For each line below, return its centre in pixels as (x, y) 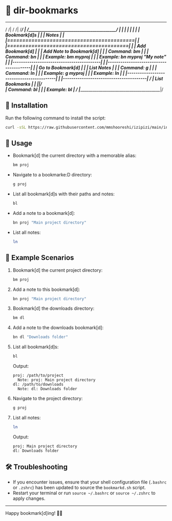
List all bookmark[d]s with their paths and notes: (64, 194)
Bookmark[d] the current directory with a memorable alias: (74, 155)
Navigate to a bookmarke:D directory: (52, 175)
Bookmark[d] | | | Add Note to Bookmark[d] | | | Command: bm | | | (77, 51)
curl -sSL (16, 127)
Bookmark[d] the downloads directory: (53, 308)
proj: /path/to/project (38, 375)
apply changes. (29, 498)
